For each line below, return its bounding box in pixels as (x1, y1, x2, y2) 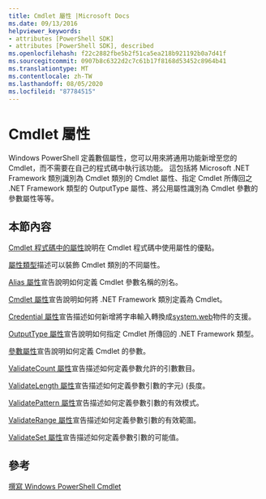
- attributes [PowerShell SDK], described (8, 42, 154, 50)
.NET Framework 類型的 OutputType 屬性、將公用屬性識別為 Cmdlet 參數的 (8, 183, 259, 193)
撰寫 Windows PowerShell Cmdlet (8, 481, 122, 491)
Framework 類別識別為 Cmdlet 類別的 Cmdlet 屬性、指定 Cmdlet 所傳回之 (8, 174, 253, 183)
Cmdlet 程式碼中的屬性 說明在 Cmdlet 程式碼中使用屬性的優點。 (8, 243, 219, 252)
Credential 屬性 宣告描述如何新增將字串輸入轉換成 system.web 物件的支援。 (8, 312, 256, 321)
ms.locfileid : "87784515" (8, 87, 96, 96)
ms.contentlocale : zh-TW (8, 72, 92, 80)
